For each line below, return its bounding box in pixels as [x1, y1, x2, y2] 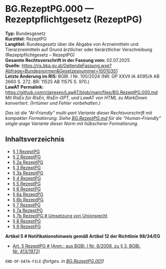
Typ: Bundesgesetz [5, 30, 46, 36]
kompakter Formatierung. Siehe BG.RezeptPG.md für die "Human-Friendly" [5, 115, 161, 121]
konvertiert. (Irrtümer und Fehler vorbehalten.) [5, 100, 101, 106]
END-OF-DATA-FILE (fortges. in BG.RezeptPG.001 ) [5, 258, 104, 264]
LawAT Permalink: [5, 84, 44, 90]
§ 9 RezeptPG [12, 223, 41, 229]
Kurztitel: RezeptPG [5, 36, 47, 42]
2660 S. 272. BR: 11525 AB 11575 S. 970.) [5, 79, 90, 85]
